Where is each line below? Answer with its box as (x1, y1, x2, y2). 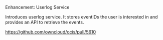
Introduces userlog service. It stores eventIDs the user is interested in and (5, 14, 158, 19)
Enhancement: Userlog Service (5, 4, 70, 10)
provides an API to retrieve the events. (5, 19, 84, 25)
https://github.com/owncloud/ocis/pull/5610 (5, 29, 96, 34)
